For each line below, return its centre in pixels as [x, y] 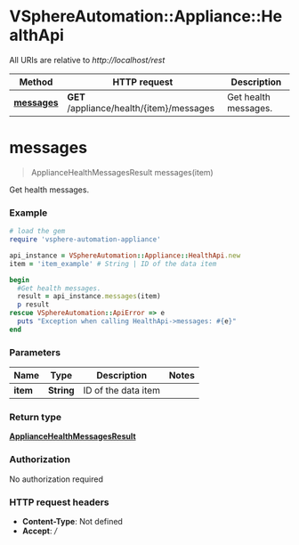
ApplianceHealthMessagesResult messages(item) [122, 172]
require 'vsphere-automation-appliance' [85, 240]
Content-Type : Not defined [72, 521]
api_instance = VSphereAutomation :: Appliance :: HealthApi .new [125, 256]
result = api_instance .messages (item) [89, 297]
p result [33, 305]
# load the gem [37, 232]
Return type [36, 418]
